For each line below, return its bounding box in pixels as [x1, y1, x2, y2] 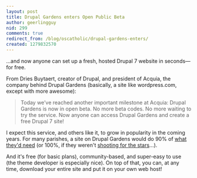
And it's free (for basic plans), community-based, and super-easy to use [6, 153, 182, 160]
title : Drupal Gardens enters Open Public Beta [6, 14, 125, 20]
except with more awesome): [6, 88, 76, 95]
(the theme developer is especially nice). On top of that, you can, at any [6, 159, 179, 166]
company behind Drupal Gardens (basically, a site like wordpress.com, [6, 81, 177, 88]
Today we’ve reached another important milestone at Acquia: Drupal [20, 99, 186, 106]
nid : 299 [6, 25, 28, 31]
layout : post [6, 8, 38, 15]
